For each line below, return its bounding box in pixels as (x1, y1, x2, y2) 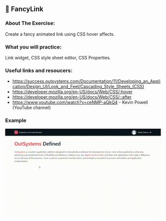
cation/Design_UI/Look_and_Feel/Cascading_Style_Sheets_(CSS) (12, 84, 144, 90)
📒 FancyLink (5, 5, 43, 13)
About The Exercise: (5, 20, 55, 27)
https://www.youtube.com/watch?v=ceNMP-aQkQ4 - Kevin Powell (12, 100, 148, 106)
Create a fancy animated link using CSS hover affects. (5, 31, 115, 37)
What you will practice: (5, 43, 62, 50)
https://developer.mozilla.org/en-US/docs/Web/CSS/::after (12, 94, 132, 100)
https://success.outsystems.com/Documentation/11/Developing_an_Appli (12, 78, 161, 84)
